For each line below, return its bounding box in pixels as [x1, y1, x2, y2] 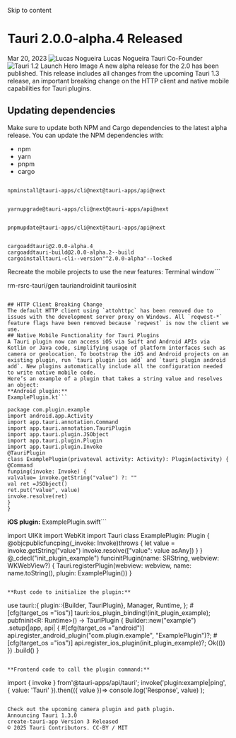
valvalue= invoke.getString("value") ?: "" [7, 474, 138, 481]
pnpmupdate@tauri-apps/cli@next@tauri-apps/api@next [7, 224, 166, 231]
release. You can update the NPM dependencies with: [7, 131, 164, 139]
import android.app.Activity [7, 412, 93, 419]
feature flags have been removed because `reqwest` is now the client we [7, 320, 230, 327]
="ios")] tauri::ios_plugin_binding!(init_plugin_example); [49, 608, 211, 617]
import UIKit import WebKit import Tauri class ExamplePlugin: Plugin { [7, 531, 210, 539]
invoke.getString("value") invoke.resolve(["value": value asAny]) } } [7, 546, 203, 554]
